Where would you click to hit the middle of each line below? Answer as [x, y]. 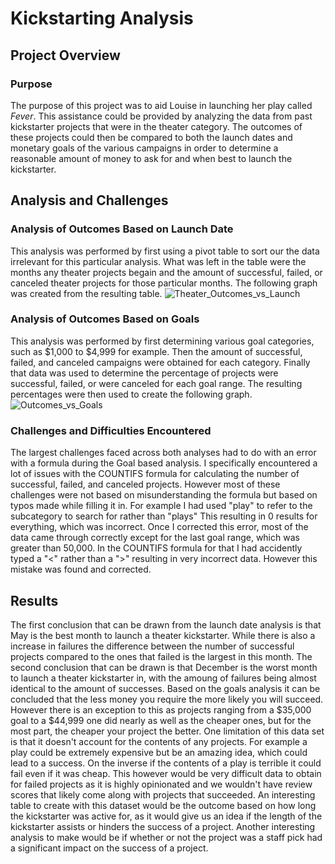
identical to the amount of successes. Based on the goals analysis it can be [165, 688]
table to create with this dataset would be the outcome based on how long [163, 805]
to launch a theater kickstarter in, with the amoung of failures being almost [163, 678]
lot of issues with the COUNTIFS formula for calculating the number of [155, 474]
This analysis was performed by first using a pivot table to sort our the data [165, 251]
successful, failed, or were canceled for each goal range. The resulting [156, 383]
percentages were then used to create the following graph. [131, 394]
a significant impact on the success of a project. [109, 848]
